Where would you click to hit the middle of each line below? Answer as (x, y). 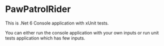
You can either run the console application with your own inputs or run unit (82, 32)
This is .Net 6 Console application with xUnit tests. (57, 23)
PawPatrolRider (38, 9)
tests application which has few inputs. (45, 38)
